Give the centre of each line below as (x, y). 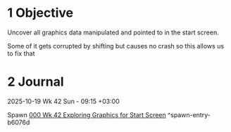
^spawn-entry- (189, 114)
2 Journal (36, 82)
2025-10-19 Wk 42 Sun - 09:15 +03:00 (63, 101)
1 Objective (40, 13)
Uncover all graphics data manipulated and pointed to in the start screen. (113, 32)
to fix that (21, 53)
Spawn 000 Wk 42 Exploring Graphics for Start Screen (87, 114)
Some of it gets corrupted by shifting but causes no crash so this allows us (115, 46)
